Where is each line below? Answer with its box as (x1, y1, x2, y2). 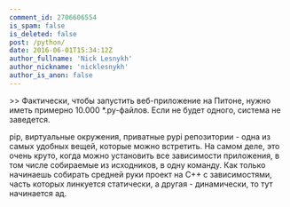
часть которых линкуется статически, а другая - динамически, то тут (9, 179, 273, 189)
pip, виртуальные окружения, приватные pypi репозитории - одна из (9, 131, 270, 142)
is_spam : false (9, 21, 66, 30)
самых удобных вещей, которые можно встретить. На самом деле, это (9, 140, 280, 151)
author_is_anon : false (9, 71, 93, 80)
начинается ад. (9, 187, 67, 198)
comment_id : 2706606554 (9, 12, 98, 22)
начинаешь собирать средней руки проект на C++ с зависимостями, (9, 169, 272, 179)
